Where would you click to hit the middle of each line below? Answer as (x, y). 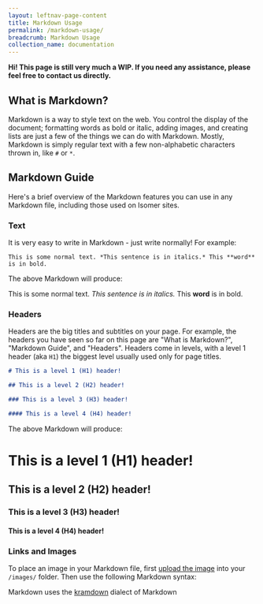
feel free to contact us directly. (60, 76)
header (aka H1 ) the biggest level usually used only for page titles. (115, 356)
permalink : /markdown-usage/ (56, 30)
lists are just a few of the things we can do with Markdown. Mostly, (116, 136)
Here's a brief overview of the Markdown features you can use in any (120, 196)
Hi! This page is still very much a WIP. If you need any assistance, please (130, 67)
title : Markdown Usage (45, 23)
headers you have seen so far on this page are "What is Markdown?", (120, 340)
